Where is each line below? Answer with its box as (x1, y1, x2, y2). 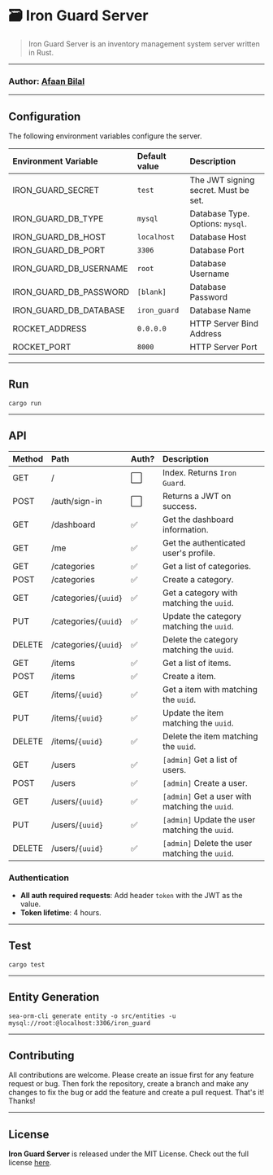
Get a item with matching (162, 683, 258, 695)
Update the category (162, 610, 242, 621)
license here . (8, 1158, 52, 1168)
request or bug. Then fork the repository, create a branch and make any (8, 1079, 249, 1089)
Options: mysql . (189, 218, 248, 230)
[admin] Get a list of (162, 754, 238, 765)
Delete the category (162, 634, 238, 645)
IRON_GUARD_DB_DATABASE (12, 305, 126, 316)
